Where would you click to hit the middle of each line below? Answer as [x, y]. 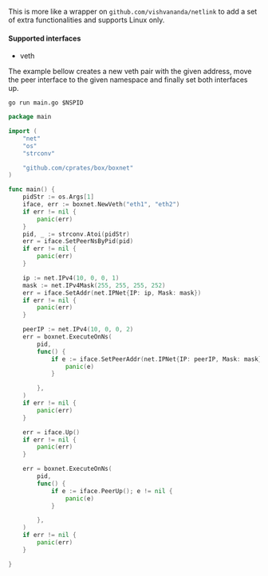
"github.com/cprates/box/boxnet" [78, 168]
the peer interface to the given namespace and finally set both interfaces [128, 80]
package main [30, 117]
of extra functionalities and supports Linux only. [87, 20]
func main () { [32, 190]
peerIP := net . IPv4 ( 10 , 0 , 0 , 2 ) [78, 330]
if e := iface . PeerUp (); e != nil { [112, 491]
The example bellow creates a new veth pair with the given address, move [130, 72]
